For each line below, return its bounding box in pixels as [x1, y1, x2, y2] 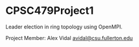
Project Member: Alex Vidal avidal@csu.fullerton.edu [5, 34, 133, 41]
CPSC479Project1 [5, 4, 94, 17]
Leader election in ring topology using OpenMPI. [5, 23, 123, 30]
